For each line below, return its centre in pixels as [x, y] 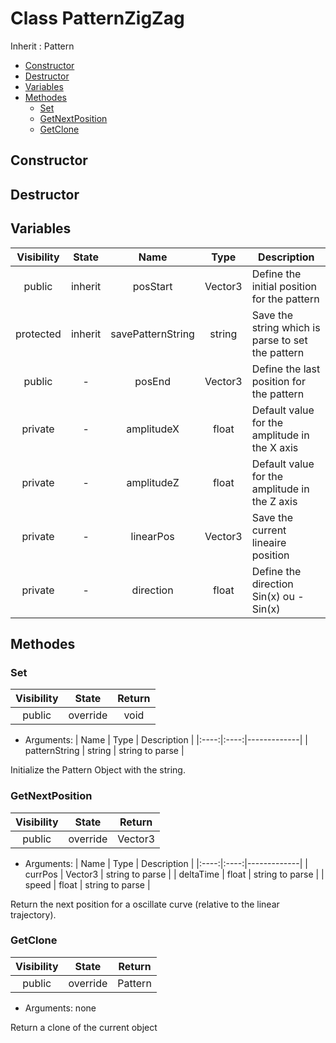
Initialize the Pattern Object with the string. [98, 770]
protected [38, 334]
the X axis [275, 447]
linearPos [152, 536]
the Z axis [274, 501]
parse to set [279, 340]
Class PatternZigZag [97, 18]
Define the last [286, 369]
